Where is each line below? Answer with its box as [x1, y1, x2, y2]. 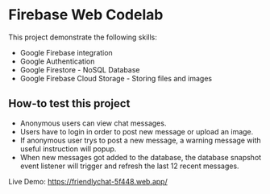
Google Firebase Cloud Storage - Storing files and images [19, 73, 212, 83]
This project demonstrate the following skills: [8, 32, 157, 42]
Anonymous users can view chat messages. [19, 118, 167, 128]
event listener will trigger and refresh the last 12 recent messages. [19, 161, 239, 171]
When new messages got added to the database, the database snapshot [19, 152, 262, 162]
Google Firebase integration [19, 47, 113, 57]
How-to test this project [8, 97, 131, 110]
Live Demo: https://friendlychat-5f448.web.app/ [8, 176, 168, 186]
